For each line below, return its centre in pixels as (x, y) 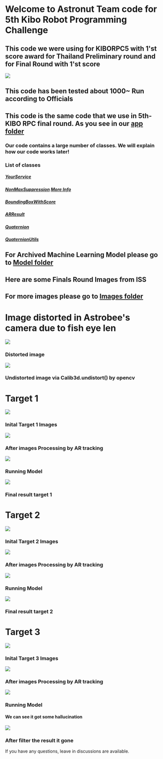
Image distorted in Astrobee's (68, 318)
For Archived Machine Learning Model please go (81, 255)
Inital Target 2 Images (32, 542)
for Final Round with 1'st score (53, 64)
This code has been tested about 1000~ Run (75, 91)
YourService (18, 177)
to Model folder (29, 263)
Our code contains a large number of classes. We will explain (80, 145)
